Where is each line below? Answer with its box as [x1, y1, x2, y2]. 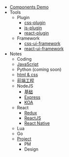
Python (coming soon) [17, 67, 62, 72]
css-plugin [24, 20, 46, 25]
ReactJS [24, 115, 41, 121]
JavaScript [17, 61, 39, 67]
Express [24, 94, 40, 100]
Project [17, 136, 32, 141]
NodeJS [17, 83, 34, 89]
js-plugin [24, 25, 42, 31]
